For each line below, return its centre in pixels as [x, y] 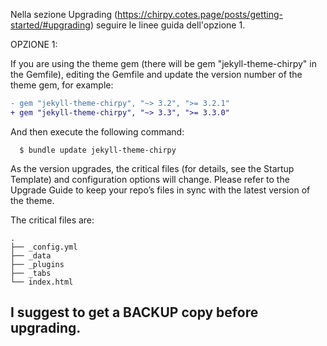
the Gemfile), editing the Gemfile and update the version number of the [156, 74]
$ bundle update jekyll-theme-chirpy [98, 150]
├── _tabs [31, 273]
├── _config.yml [44, 247]
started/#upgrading [50, 25]
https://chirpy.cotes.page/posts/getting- [200, 14]
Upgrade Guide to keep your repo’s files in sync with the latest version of [160, 190]
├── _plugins [37, 264]
